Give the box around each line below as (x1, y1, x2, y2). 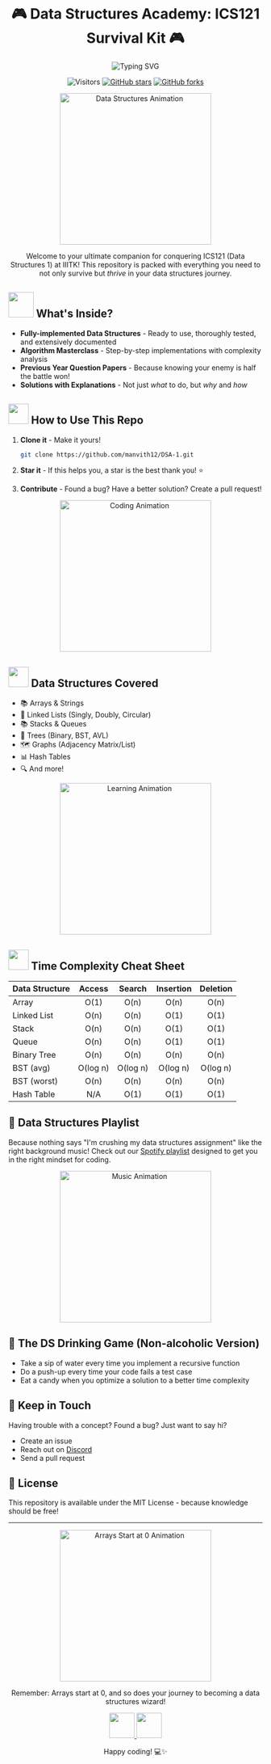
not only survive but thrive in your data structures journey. (39, 268, 232, 278)
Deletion (199, 983, 233, 995)
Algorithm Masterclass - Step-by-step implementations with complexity (19, 345, 261, 355)
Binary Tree (12, 1050, 56, 1061)
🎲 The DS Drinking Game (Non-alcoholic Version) (8, 1337, 260, 1350)
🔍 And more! (19, 764, 65, 774)
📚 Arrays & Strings (19, 698, 85, 708)
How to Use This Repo (31, 414, 144, 427)
